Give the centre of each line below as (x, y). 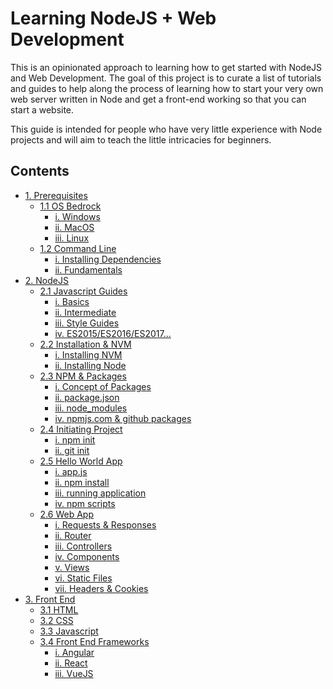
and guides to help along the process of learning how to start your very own (167, 88)
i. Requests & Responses (105, 524)
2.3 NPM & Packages (83, 376)
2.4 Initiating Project (81, 429)
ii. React (71, 663)
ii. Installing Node (90, 365)
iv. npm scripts (85, 503)
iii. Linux (72, 238)
